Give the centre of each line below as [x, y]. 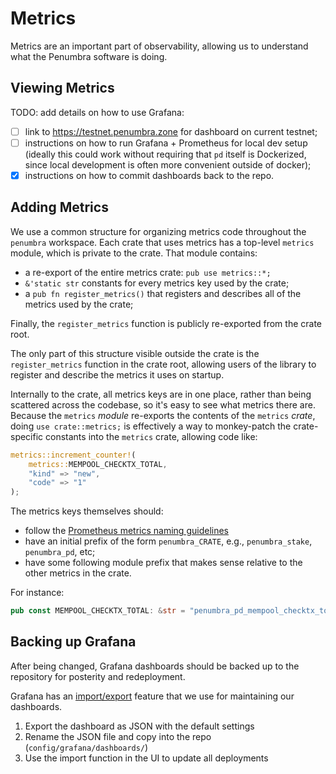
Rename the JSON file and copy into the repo [118, 736]
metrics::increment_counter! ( [73, 455]
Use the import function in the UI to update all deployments [146, 758]
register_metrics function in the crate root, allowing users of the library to [163, 364]
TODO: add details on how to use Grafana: [97, 112]
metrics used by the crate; [79, 304]
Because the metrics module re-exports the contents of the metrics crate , [163, 415]
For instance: [37, 593]
